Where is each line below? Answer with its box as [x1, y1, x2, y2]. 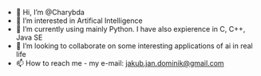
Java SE [15, 32, 43, 42]
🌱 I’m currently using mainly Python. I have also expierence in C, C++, [15, 25, 246, 33]
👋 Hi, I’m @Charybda [15, 8, 85, 17]
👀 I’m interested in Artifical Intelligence [15, 16, 143, 25]
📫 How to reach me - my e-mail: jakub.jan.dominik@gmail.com [15, 59, 225, 67]
